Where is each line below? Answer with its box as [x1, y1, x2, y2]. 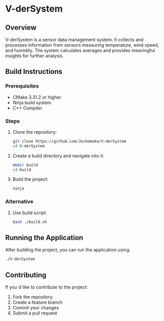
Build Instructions [5, 67, 63, 76]
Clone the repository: [12, 129, 57, 135]
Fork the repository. [12, 294, 54, 300]
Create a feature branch [12, 299, 63, 305]
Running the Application [5, 233, 84, 242]
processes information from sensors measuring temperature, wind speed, [5, 42, 159, 48]
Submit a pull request [12, 310, 57, 316]
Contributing [5, 270, 47, 279]
